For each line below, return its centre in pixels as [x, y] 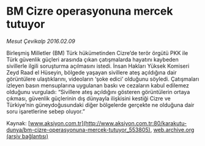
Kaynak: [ [18, 123]
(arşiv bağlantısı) [28, 136]
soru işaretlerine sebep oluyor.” [46, 111]
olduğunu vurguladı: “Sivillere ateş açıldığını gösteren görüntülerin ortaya [98, 92]
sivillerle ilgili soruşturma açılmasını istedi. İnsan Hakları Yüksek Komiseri [98, 66]
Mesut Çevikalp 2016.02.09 [41, 41]
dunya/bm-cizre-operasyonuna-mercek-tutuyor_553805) [79, 130]
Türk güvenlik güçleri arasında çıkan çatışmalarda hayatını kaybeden [93, 59]
